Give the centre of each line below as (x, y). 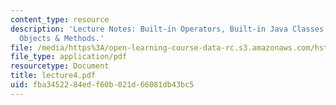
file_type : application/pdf (69, 57)
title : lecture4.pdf (53, 76)
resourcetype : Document (60, 66)
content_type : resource (60, 19)
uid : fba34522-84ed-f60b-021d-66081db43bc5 (102, 85)
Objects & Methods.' (62, 38)
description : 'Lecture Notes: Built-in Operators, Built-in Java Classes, (169, 29)
